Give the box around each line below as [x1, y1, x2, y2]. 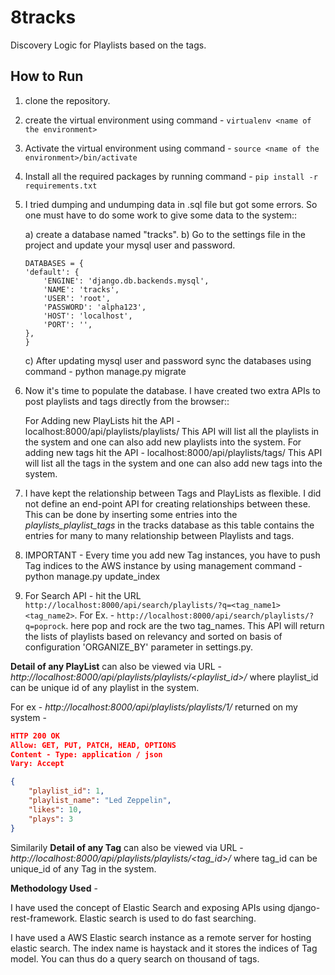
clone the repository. [24, 94, 111, 106]
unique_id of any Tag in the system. [10, 862, 157, 875]
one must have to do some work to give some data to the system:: [24, 209, 297, 221]
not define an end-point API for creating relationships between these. [24, 497, 311, 510]
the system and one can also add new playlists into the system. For [24, 436, 302, 448]
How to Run [10, 68, 84, 85]
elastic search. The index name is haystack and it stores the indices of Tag [10, 942, 318, 954]
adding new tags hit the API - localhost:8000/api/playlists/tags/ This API [24, 446, 323, 458]
